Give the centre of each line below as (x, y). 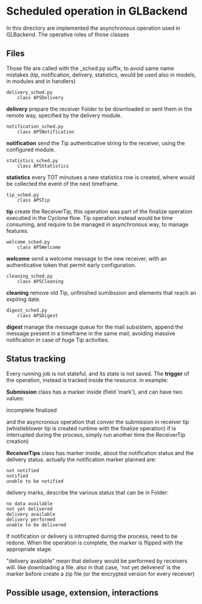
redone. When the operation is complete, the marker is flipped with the (95, 543)
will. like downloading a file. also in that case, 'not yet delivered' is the (93, 567)
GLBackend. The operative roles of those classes (68, 34)
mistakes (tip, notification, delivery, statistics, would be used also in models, (101, 75)
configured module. (31, 149)
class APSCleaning (40, 281)
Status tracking (36, 359)
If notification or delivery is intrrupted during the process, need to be (92, 536)
